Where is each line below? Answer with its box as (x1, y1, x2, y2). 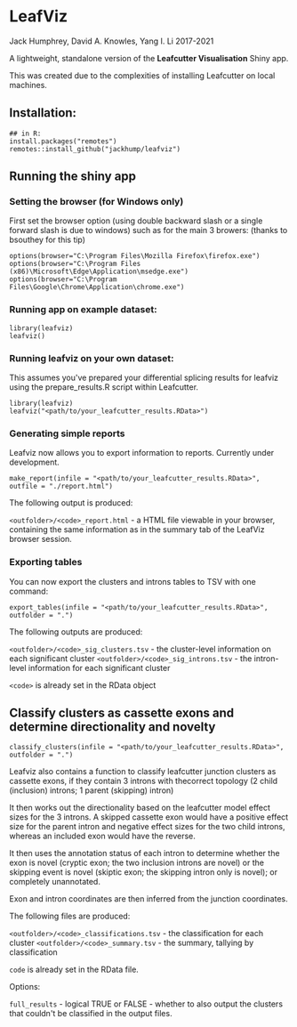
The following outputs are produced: (9, 626, 143, 637)
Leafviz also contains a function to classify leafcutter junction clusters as (9, 766, 277, 777)
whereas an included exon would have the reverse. (9, 830, 196, 842)
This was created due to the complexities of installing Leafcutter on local (9, 69, 276, 81)
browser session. (9, 534, 73, 545)
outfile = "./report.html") (9, 482, 114, 491)
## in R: (9, 129, 42, 138)
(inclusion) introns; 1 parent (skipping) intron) (9, 785, 174, 796)
